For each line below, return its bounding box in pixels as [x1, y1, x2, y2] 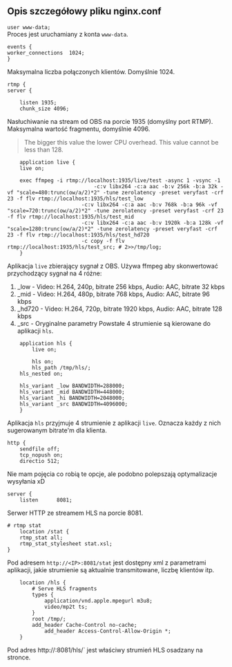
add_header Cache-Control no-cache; [32, 621, 137, 628]
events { [7, 43, 32, 51]
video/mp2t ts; [43, 603, 88, 610]
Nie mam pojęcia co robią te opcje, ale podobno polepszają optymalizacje [7, 470, 217, 478]
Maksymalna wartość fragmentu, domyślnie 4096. [7, 125, 151, 133]
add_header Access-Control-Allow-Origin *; [43, 628, 171, 634]
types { [32, 591, 54, 598]
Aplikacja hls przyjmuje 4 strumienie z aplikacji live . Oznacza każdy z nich [7, 419, 221, 427]
